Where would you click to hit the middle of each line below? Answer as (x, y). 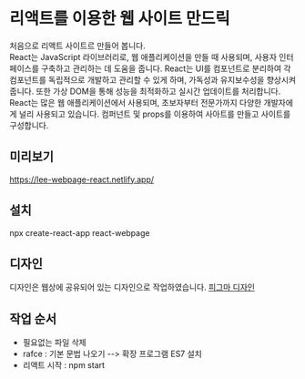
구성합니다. (29, 125)
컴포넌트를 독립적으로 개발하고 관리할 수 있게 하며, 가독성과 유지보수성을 (137, 79)
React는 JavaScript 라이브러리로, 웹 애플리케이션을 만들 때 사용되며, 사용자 (143, 56)
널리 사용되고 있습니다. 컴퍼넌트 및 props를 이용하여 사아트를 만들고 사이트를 (155, 114)
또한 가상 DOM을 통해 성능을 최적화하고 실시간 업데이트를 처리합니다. (158, 91)
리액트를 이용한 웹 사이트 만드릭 (120, 19)
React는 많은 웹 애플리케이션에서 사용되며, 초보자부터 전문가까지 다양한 (136, 102)
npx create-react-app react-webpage (80, 232)
